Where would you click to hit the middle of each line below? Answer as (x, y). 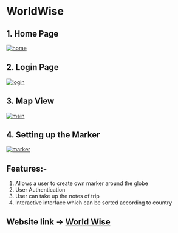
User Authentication (40, 190)
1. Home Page (33, 34)
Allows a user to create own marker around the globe (82, 183)
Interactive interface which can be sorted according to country (94, 203)
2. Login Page (33, 67)
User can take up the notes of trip (57, 196)
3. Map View (30, 101)
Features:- (27, 169)
